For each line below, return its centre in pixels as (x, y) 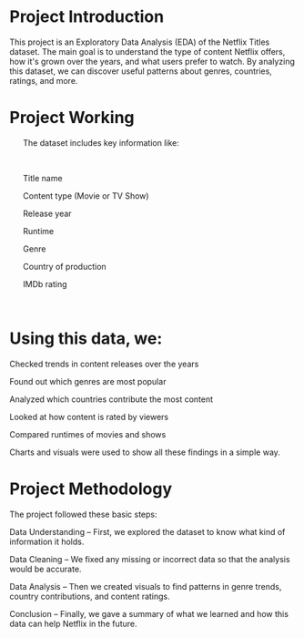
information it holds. (47, 541)
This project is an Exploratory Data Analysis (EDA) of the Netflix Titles (140, 42)
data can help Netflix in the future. (74, 623)
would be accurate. (46, 569)
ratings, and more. (44, 80)
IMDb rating (45, 283)
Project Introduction (87, 17)
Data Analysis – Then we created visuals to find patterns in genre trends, (146, 586)
